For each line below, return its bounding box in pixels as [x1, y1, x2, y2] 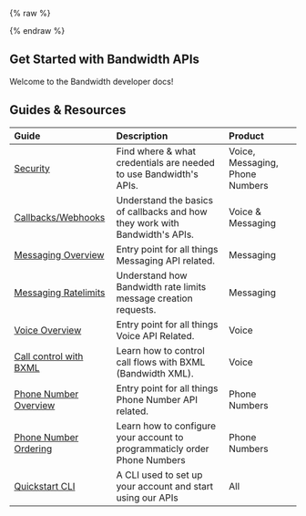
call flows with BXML [116, 356, 206, 368]
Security [14, 161, 50, 174]
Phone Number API [116, 393, 199, 406]
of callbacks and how [116, 205, 208, 218]
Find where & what [116, 145, 196, 158]
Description [116, 129, 168, 142]
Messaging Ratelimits [14, 286, 106, 299]
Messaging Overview [14, 248, 105, 261]
